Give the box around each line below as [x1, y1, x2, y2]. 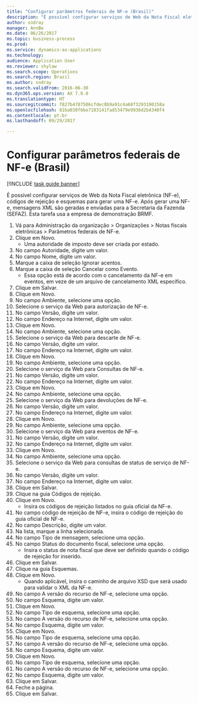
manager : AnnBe [6, 25, 44, 31]
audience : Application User [6, 58, 76, 63]
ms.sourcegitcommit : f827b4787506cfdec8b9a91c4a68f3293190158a [6, 101, 165, 108]
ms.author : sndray [6, 80, 52, 86]
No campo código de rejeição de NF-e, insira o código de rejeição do [15, 509, 183, 516]
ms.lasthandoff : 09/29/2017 [6, 118, 76, 124]
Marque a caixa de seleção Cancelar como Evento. [15, 266, 139, 273]
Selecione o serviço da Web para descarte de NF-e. [15, 334, 142, 342]
